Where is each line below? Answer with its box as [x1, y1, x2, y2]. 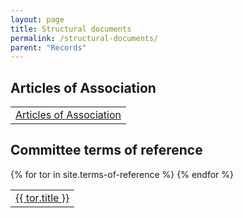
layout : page [10, 14, 65, 25]
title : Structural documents [10, 24, 132, 34]
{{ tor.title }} [15, 191, 70, 205]
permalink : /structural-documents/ [10, 33, 159, 43]
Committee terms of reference [10, 142, 203, 159]
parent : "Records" [10, 42, 87, 53]
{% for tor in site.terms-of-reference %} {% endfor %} [10, 168, 234, 180]
